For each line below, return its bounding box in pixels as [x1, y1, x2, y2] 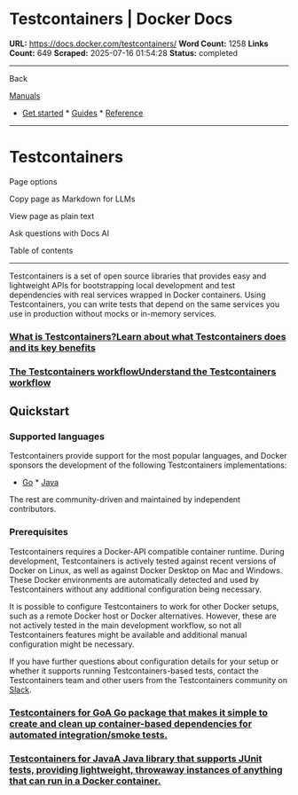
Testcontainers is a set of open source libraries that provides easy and [9, 271, 267, 281]
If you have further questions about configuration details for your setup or [9, 656, 279, 666]
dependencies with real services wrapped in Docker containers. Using [9, 289, 266, 300]
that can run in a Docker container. [9, 775, 161, 787]
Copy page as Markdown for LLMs [9, 193, 136, 204]
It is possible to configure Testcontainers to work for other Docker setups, [9, 601, 279, 611]
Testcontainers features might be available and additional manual [9, 629, 247, 640]
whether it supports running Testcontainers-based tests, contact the [9, 665, 259, 676]
